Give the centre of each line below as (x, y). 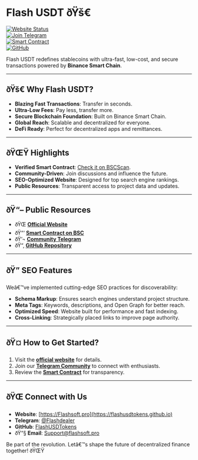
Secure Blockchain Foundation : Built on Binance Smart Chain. (90, 116)
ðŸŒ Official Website (41, 225)
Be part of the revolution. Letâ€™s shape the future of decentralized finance (98, 444)
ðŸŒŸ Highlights (38, 153)
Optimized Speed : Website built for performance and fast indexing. (96, 311)
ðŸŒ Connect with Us (47, 397)
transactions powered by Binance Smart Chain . (64, 65)
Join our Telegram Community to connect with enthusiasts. (87, 366)
